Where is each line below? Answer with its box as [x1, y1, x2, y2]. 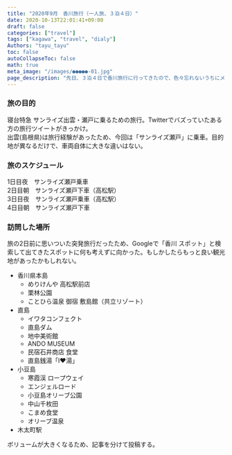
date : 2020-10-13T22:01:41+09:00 [7, 17, 104, 24]
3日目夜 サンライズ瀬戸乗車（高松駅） [7, 194, 121, 203]
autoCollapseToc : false [7, 55, 76, 62]
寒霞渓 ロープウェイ [27, 374, 84, 382]
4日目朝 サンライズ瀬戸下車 [7, 203, 90, 212]
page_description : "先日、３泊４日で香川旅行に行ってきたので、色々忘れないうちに [7, 74, 220, 82]
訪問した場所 [7, 222, 51, 232]
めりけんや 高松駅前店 [27, 280, 91, 288]
